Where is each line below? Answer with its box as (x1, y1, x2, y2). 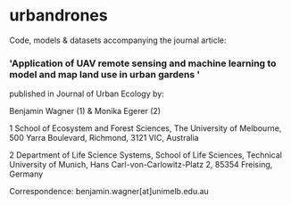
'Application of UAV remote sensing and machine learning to (9, 57, 277, 70)
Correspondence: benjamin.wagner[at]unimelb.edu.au (9, 186, 210, 197)
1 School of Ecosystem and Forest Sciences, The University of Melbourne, (9, 123, 282, 134)
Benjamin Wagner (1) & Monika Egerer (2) (9, 106, 162, 117)
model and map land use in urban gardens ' (9, 68, 201, 80)
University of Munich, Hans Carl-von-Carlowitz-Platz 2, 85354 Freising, (9, 160, 273, 170)
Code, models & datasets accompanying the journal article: (9, 35, 227, 45)
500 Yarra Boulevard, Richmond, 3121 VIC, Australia (9, 133, 199, 143)
